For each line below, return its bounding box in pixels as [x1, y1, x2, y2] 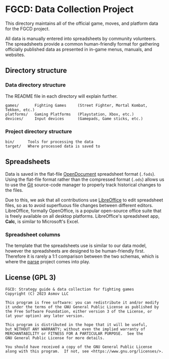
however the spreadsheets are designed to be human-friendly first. [5, 248, 145, 254]
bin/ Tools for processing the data [5, 139, 94, 144]
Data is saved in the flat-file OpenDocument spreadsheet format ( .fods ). [5, 171, 155, 177]
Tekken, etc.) [5, 107, 35, 112]
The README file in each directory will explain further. [5, 93, 118, 99]
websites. [5, 52, 25, 58]
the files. [5, 187, 24, 193]
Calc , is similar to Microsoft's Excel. [5, 218, 80, 224]
